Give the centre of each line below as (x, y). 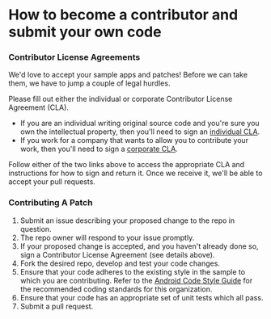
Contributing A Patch (51, 203)
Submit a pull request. (57, 306)
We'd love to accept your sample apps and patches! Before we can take (128, 75)
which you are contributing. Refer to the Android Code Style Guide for (136, 280)
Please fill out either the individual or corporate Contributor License (121, 99)
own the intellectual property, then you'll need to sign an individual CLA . (140, 132)
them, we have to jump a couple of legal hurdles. (89, 83)
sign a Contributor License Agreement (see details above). (117, 254)
